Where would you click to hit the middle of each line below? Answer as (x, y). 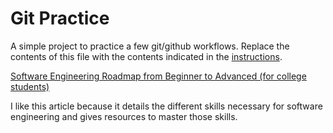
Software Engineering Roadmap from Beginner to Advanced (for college (158, 76)
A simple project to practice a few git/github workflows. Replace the (150, 46)
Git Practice (60, 18)
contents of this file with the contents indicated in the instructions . (146, 56)
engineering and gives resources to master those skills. (124, 116)
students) (30, 86)
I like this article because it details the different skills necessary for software (166, 106)
